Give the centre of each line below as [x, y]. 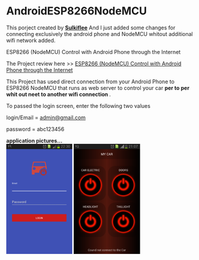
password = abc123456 [35, 129]
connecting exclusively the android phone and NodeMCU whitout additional [99, 34]
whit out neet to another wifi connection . [58, 94]
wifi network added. [31, 40]
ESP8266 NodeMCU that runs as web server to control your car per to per [98, 87]
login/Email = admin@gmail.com [46, 117]
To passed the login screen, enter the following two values [79, 105]
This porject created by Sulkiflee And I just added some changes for [91, 28]
